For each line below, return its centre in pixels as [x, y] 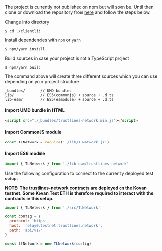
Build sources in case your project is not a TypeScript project [67, 58]
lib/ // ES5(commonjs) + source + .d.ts [59, 95]
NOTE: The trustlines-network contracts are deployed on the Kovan [76, 188]
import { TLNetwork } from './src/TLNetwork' [53, 208]
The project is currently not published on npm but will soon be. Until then [79, 7]
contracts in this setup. [29, 199]
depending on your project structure [42, 82]
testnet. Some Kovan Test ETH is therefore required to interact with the [79, 193]
